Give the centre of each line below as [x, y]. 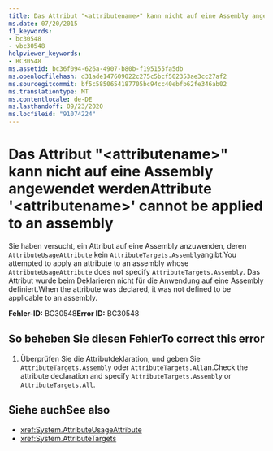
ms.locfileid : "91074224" [52, 115]
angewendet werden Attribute [110, 189]
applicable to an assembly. [53, 297]
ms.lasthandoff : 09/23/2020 [56, 106]
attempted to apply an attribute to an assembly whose [99, 263]
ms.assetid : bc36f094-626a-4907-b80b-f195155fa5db [96, 69]
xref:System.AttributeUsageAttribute [81, 429]
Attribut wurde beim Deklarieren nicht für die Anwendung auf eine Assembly [136, 280]
